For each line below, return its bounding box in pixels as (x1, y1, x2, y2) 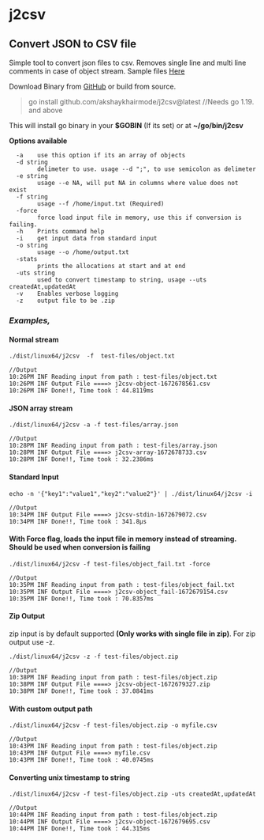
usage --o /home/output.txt (37, 248, 129, 256)
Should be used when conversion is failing (9, 543, 151, 552)
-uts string (16, 269, 56, 277)
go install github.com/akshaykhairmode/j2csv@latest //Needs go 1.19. (28, 97, 255, 106)
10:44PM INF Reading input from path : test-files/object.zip (9, 811, 218, 819)
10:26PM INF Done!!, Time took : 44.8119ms (9, 387, 154, 395)
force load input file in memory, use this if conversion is (37, 214, 243, 221)
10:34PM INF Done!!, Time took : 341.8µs (9, 517, 147, 525)
